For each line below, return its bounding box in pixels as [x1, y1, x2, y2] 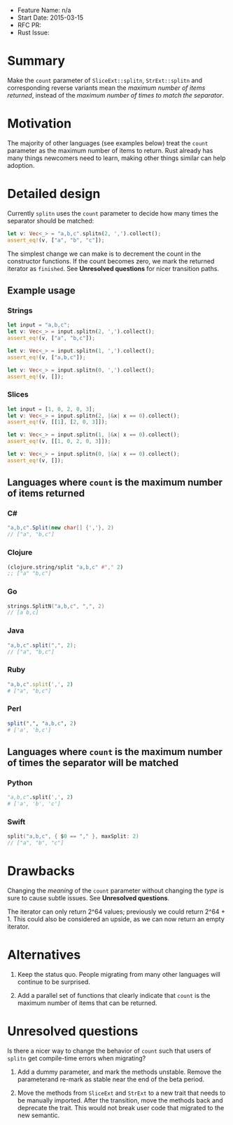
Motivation [7, 116, 72, 132]
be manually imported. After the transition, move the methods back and [17, 1096, 223, 1105]
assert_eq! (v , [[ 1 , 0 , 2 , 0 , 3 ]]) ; [7, 438, 111, 445]
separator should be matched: [7, 216, 94, 225]
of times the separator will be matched [7, 756, 179, 768]
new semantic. [17, 1111, 60, 1119]
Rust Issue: [17, 28, 50, 37]
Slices [7, 390, 29, 400]
